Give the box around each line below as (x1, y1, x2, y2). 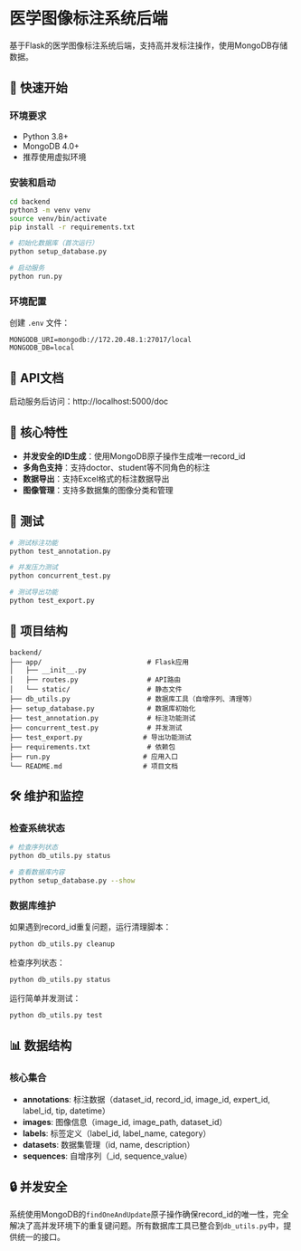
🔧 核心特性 (9, 425, 68, 440)
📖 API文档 (9, 370, 64, 386)
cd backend (9, 196, 51, 206)
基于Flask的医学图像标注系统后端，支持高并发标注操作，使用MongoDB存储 (9, 40, 288, 51)
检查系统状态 (9, 822, 66, 835)
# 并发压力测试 (9, 563, 59, 572)
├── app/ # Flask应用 (9, 657, 190, 666)
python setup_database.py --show (9, 876, 136, 885)
